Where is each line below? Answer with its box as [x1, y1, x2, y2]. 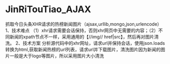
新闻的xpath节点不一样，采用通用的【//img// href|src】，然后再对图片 [9, 34, 155, 40]
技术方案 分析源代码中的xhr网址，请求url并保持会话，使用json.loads [22, 40, 165, 46]
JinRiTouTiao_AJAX [5, 4, 91, 15]
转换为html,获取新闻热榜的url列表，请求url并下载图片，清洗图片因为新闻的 [5, 46, 161, 52]
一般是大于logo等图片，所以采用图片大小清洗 [9, 52, 104, 59]
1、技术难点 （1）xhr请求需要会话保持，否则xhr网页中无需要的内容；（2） [5, 27, 159, 34]
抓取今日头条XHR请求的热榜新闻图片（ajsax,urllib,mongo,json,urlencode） [5, 21, 162, 27]
